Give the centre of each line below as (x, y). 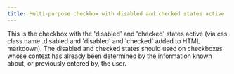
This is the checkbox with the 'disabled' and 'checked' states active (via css (117, 34)
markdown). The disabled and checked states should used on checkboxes (115, 48)
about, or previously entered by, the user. (67, 63)
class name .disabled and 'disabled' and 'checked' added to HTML (104, 41)
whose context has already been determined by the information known (110, 56)
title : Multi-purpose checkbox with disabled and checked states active (116, 14)
